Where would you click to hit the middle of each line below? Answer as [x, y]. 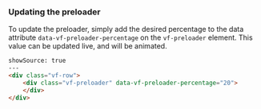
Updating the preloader [54, 12]
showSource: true [37, 61]
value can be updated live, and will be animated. [88, 46]
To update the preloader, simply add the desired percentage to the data [126, 29]
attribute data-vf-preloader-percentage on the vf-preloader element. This [131, 37]
